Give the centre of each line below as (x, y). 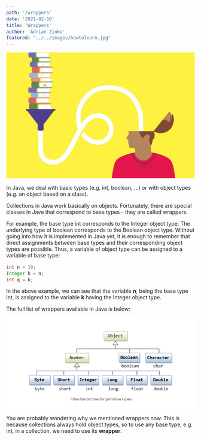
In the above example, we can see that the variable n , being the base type (97, 291)
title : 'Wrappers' (29, 25)
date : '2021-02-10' (31, 19)
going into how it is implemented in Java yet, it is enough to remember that (98, 236)
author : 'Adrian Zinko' (36, 32)
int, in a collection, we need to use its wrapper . (64, 431)
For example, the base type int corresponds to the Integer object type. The (98, 223)
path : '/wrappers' (29, 13)
